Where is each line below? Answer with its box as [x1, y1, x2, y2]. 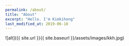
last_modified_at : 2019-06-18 [5, 21, 69, 26]
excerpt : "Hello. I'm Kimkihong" [5, 16, 75, 21]
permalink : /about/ [5, 7, 46, 12]
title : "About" [5, 12, 37, 17]
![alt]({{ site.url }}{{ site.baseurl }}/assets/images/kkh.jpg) [5, 35, 124, 41]
